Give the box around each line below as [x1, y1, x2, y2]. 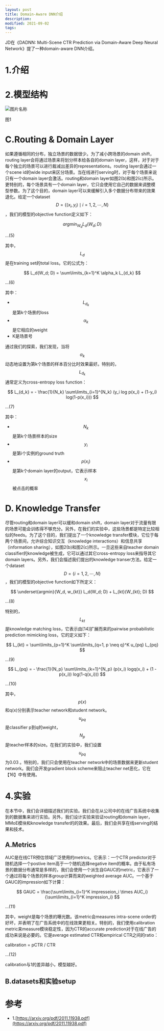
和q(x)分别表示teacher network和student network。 [5, 707, 110, 713]
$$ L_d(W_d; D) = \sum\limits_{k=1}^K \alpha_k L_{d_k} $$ [23, 270, 141, 275]
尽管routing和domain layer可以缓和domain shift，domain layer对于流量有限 [5, 519, 157, 525]
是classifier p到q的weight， [5, 725, 61, 731]
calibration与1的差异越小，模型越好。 [5, 961, 80, 967]
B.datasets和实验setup [5, 977, 76, 986]
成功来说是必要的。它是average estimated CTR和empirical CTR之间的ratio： [5, 932, 159, 938]
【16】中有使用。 [5, 772, 40, 778]
